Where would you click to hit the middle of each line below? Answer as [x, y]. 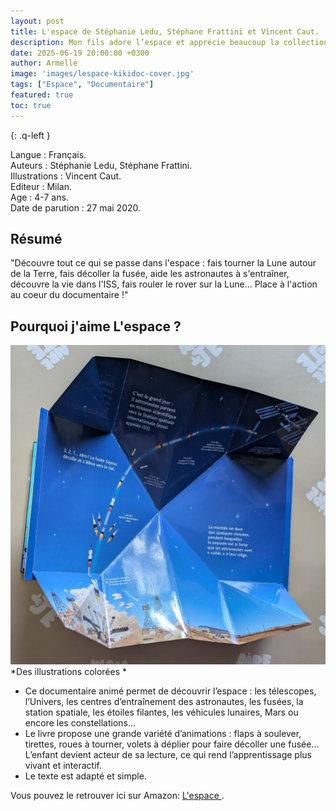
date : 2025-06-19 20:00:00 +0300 [80, 53]
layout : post [37, 21]
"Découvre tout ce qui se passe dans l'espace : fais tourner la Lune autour [163, 263]
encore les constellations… [80, 723]
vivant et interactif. [63, 766]
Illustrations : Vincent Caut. [66, 176]
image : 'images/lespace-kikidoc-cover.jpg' [102, 74]
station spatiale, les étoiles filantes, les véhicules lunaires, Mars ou [161, 712]
